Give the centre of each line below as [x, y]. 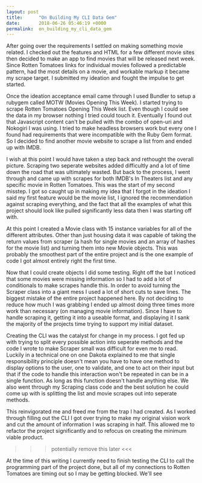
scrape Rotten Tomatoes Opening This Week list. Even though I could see [97, 109]
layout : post [23, 12]
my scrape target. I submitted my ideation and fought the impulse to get [95, 78]
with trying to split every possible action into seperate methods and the [95, 342]
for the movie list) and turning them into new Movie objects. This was [92, 248]
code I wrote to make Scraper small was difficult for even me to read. [92, 349]
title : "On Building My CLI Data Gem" [62, 18]
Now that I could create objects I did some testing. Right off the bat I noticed [101, 273]
